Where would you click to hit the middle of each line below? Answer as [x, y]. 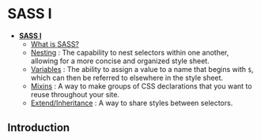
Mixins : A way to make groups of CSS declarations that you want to [141, 86]
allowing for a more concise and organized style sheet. [120, 61]
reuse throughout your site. [75, 94]
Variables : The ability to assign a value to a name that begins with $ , [142, 69]
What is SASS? [55, 44]
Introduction [39, 128]
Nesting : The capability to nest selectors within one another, [130, 52]
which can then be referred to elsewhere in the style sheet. [127, 78]
